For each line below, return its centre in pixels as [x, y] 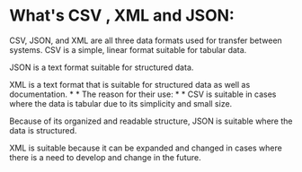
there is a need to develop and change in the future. [105, 157]
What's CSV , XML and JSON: [122, 16]
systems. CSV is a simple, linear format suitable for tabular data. [128, 49]
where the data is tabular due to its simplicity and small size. [121, 103]
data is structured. [43, 130]
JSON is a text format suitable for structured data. [102, 67]
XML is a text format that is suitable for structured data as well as [130, 84]
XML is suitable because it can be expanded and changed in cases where [146, 148]
